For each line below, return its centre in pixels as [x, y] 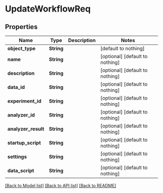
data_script [21, 171]
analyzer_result [26, 129]
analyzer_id [21, 115]
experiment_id [24, 101]
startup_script [24, 143]
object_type [22, 48]
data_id [16, 87]
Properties [21, 27]
